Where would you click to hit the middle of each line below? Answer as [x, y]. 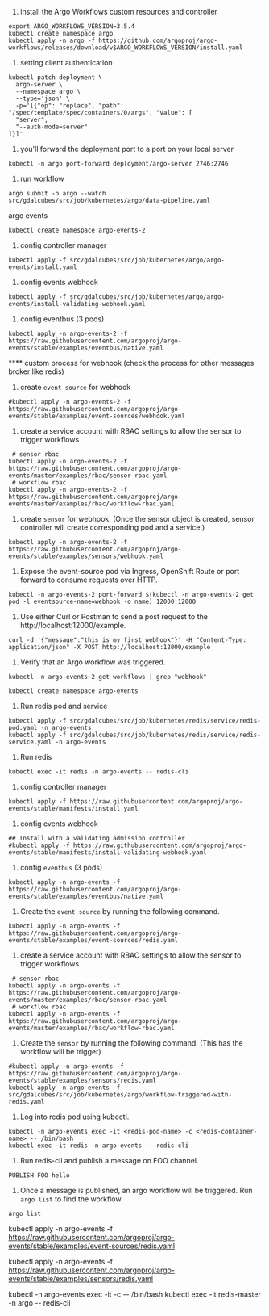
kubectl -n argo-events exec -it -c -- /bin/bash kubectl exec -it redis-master [135, 1294]
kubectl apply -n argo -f [52, 40]
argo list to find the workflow [71, 1199]
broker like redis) [36, 371]
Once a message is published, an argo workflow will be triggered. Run [136, 1190]
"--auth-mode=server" [52, 127]
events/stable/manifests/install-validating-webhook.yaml [108, 853]
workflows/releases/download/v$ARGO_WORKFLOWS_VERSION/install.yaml [126, 48]
